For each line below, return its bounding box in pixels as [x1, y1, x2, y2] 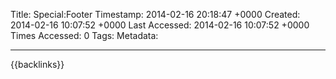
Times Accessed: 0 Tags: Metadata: [10, 30, 159, 41]
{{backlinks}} [10, 59, 65, 70]
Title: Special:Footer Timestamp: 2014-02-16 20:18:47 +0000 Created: [10, 9, 301, 20]
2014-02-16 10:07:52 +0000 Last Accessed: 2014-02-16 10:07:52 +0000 [10, 19, 310, 31]
